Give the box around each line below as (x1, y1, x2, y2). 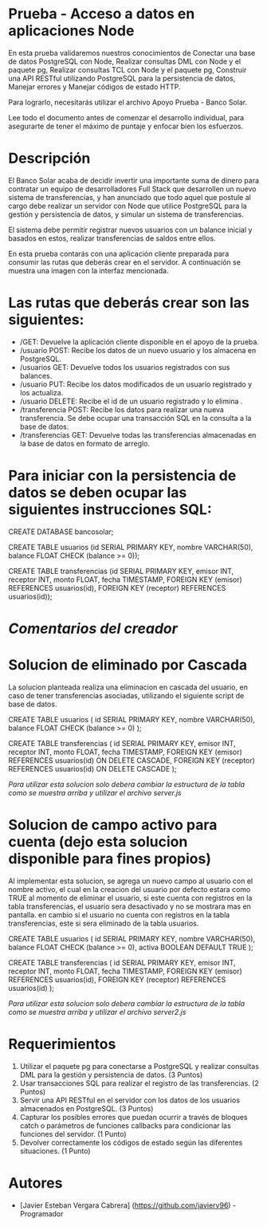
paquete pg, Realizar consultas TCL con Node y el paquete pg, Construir (8, 65, 247, 74)
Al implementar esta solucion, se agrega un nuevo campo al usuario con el (8, 876, 253, 886)
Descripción (8, 149, 91, 167)
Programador (19, 1208, 64, 1218)
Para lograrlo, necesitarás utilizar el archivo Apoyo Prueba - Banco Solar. (8, 97, 248, 107)
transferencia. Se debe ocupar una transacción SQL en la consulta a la (19, 413, 252, 422)
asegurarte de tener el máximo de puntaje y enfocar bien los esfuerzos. (8, 121, 244, 131)
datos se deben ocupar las (8, 484, 187, 501)
